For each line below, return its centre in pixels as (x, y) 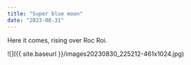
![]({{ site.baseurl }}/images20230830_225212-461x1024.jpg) (96, 54)
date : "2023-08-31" (36, 20)
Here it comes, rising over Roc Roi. (57, 40)
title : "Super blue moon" (45, 14)
